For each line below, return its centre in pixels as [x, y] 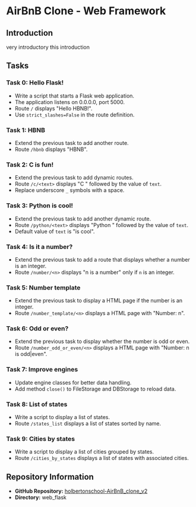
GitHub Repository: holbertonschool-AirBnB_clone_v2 [81, 491]
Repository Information [50, 477]
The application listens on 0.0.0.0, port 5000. [69, 102]
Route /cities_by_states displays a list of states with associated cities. [102, 458]
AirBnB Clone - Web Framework [86, 11]
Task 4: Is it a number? [39, 247]
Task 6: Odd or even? [37, 329]
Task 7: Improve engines [42, 370]
